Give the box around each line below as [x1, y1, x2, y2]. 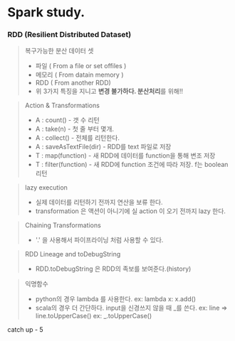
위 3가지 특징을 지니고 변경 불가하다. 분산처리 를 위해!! [35, 87, 184, 96]
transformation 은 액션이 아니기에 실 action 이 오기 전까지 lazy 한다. [35, 207, 226, 215]
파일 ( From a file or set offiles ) [35, 62, 127, 70]
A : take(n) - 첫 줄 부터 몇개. [35, 125, 115, 134]
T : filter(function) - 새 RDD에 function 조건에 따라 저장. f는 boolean [35, 161, 229, 169]
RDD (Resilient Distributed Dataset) [7, 30, 132, 40]
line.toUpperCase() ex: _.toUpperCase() [35, 312, 152, 320]
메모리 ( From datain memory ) [35, 70, 124, 79]
